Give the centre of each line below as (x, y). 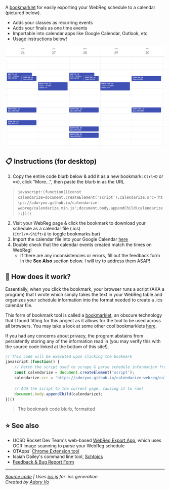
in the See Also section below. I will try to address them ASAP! (85, 261)
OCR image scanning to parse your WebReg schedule (69, 446)
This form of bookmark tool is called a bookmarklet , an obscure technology (84, 315)
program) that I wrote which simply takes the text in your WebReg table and (84, 294)
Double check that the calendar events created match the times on (82, 244)
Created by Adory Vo (27, 482)
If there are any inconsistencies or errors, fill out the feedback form (90, 255)
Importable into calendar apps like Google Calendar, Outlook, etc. (81, 33)
